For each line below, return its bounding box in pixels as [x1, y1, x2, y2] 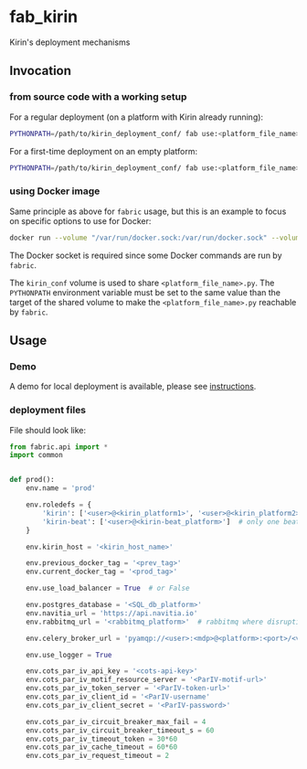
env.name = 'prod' [26, 484, 96, 493]
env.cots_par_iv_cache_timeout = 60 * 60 [26, 742, 178, 752]
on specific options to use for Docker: [9, 215, 152, 226]
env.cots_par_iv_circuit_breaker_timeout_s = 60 [26, 725, 215, 735]
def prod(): [9, 475, 55, 485]
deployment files [9, 404, 87, 417]
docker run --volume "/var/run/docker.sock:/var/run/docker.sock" [9, 233, 268, 242]
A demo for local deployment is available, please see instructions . [9, 381, 257, 392]
